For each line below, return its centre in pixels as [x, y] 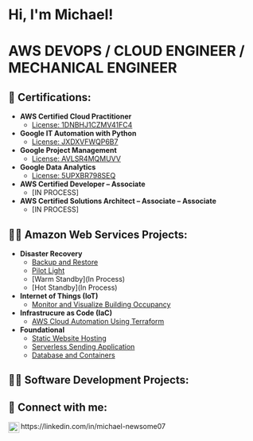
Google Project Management [68, 150]
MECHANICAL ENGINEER [93, 68]
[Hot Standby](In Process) [74, 287]
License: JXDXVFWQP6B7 [75, 142]
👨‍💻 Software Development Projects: [99, 380]
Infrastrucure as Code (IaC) [66, 313]
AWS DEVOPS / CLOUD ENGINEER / [127, 51]
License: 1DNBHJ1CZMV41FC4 [82, 125]
